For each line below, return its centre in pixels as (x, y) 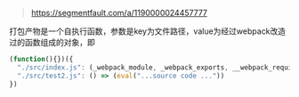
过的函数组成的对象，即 (52, 42)
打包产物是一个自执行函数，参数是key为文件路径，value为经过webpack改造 (148, 31)
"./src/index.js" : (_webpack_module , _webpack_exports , (123, 67)
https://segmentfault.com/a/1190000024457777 (119, 13)
